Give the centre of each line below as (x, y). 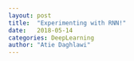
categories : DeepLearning (51, 38)
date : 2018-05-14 (41, 30)
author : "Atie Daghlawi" (49, 45)
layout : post (30, 15)
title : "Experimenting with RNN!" (67, 23)
